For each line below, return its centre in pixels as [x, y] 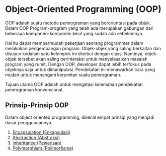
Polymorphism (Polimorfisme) [43, 148]
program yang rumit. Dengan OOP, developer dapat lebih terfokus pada [78, 64]
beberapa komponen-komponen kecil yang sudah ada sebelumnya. [74, 33]
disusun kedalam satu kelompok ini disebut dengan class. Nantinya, [75, 54]
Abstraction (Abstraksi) [36, 137]
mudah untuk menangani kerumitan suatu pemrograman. [63, 75]
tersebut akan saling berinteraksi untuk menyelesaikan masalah [83, 59]
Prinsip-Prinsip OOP [37, 105]
